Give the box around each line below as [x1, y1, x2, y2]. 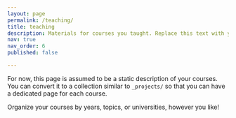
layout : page [7, 10, 46, 17]
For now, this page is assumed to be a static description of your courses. [7, 74, 218, 82]
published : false [7, 50, 58, 57]
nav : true [7, 36, 37, 43]
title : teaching [7, 23, 55, 30]
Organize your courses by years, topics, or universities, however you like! [7, 103, 220, 111]
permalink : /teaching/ [7, 17, 74, 24]
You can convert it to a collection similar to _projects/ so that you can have [7, 82, 226, 90]
